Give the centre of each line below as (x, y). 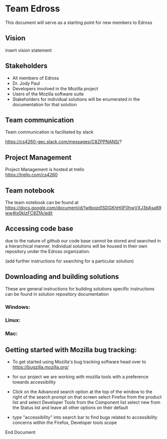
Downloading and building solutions (62, 277)
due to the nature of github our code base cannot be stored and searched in (83, 240)
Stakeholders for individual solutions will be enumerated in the (76, 99)
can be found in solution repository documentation (57, 294)
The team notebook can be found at (42, 202)
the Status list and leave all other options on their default (70, 408)
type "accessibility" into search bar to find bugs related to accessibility (85, 418)
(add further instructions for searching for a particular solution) (70, 261)
